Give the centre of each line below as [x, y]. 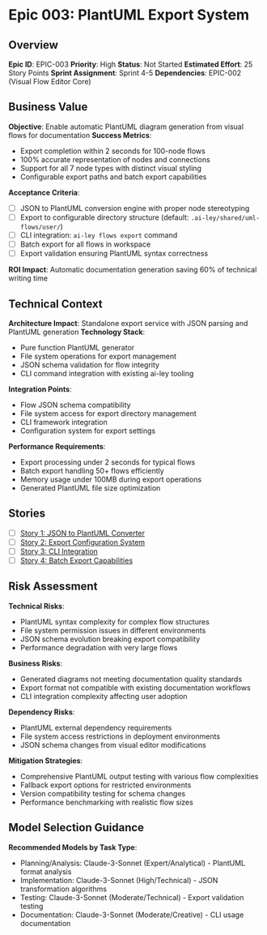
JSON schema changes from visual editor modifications [113, 744]
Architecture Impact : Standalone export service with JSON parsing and [128, 323]
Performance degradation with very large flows [99, 647]
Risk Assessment [53, 587]
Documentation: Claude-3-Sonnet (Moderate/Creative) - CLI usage [132, 915]
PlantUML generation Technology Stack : [77, 332]
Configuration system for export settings [88, 431]
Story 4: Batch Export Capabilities [76, 560]
